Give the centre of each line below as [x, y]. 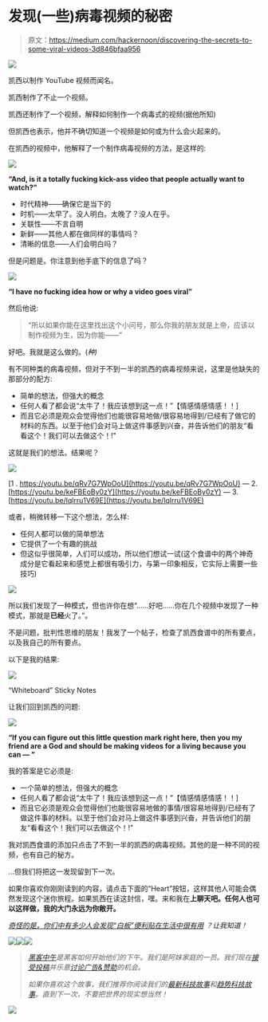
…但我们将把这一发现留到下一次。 [64, 871]
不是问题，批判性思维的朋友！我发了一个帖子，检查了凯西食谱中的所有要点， [134, 632]
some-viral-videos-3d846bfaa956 [84, 49]
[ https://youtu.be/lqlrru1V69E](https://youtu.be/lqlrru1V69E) [106, 500]
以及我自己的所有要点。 [47, 642]
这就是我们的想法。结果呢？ [54, 452]
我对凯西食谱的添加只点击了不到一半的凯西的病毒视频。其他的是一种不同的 [130, 844]
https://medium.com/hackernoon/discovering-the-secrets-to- [151, 40]
